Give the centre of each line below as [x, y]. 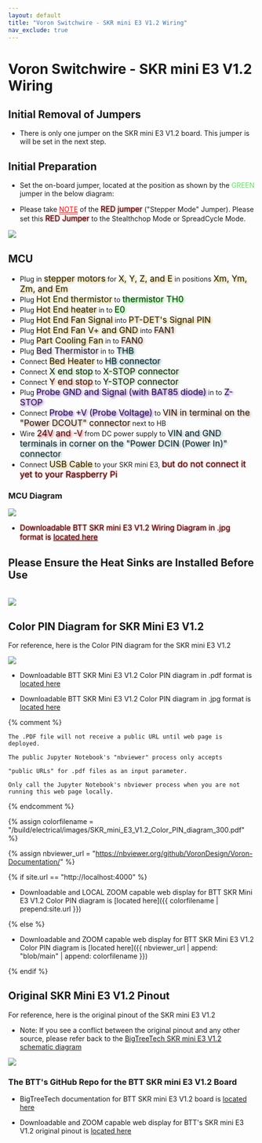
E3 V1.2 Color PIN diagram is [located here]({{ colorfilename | [119, 900]
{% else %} [27, 924]
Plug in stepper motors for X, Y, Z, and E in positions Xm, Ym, [133, 278]
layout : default [35, 15]
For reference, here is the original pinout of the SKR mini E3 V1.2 [112, 1015]
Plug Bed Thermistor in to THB [77, 350]
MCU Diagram [35, 496]
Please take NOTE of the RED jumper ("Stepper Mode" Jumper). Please [136, 209]
